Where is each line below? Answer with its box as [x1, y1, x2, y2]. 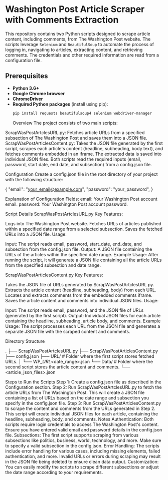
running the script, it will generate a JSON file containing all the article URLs [5, 257, 162, 263]
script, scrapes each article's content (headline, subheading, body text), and [5, 145, 163, 151]
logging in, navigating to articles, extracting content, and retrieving [5, 47, 143, 53]
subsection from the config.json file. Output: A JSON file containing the [5, 246, 152, 252]
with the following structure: [5, 176, 63, 182]
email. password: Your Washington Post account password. [5, 201, 128, 207]
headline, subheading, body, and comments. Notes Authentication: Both [5, 416, 154, 422]
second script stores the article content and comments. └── [5, 364, 130, 370]
